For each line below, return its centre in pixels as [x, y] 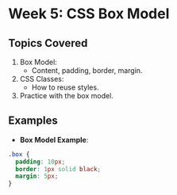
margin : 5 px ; [37, 176]
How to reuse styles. [65, 87]
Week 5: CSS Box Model [89, 14]
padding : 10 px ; [40, 162]
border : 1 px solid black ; [58, 169]
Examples [33, 121]
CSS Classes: [42, 79]
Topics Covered [48, 43]
